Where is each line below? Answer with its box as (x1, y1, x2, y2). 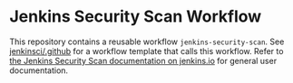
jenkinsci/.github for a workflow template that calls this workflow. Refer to (9, 45, 284, 56)
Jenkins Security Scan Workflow (9, 6, 262, 27)
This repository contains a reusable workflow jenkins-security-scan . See (9, 36, 285, 47)
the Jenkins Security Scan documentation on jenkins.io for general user (9, 55, 278, 66)
